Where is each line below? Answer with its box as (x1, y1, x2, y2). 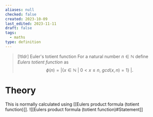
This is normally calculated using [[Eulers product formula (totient (5, 101, 140, 107)
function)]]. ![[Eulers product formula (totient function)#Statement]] (5, 106, 143, 112)
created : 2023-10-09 (5, 16, 48, 21)
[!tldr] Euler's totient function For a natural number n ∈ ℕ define (17, 53, 149, 59)
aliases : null (5, 7, 35, 12)
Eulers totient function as (17, 59, 69, 65)
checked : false (5, 12, 37, 17)
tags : (5, 30, 16, 35)
